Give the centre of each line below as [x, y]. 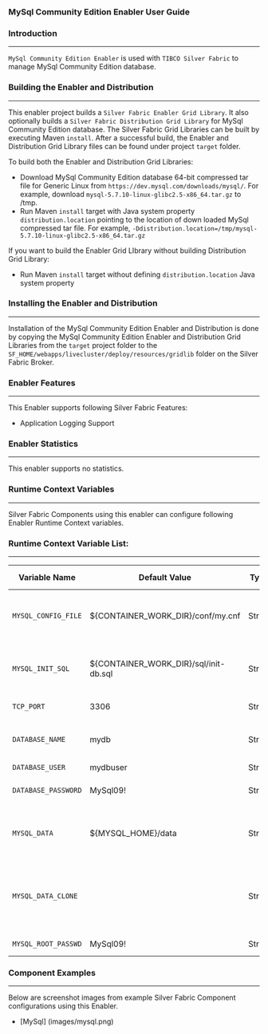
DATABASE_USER [39, 767]
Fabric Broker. [31, 362]
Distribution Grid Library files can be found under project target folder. [124, 146]
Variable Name [47, 577]
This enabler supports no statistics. [66, 468]
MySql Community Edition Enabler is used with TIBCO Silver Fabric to [124, 58]
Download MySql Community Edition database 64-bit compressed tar [134, 177]
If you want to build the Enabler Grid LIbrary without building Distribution [127, 251]
